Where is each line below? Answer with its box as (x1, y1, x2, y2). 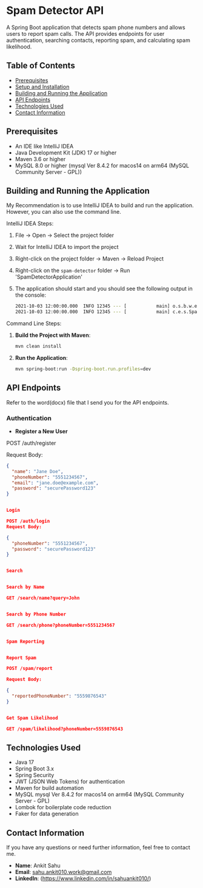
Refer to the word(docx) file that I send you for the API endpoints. (6, 399, 170, 406)
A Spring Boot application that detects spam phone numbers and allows (6, 24, 186, 31)
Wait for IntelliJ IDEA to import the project (15, 244, 119, 251)
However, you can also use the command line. (6, 208, 121, 216)
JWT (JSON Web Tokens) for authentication (15, 778, 125, 785)
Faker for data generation (15, 810, 79, 818)
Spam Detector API (6, 4, 104, 18)
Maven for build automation (15, 784, 84, 792)
